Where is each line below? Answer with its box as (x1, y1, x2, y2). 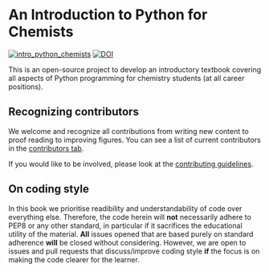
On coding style (8, 182, 90, 196)
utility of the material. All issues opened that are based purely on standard (8, 229, 254, 238)
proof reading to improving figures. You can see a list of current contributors (8, 135, 261, 144)
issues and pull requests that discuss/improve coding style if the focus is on (8, 246, 260, 256)
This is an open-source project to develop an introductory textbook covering (8, 64, 262, 74)
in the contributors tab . (8, 143, 84, 153)
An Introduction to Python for (8, 6, 208, 24)
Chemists (8, 22, 74, 41)
